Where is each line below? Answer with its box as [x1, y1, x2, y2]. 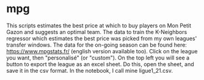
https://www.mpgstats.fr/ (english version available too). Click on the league [6, 47, 198, 55]
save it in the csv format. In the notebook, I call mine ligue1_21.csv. [6, 67, 173, 74]
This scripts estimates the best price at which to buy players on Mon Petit [6, 22, 191, 29]
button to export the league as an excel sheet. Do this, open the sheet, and [6, 60, 194, 68]
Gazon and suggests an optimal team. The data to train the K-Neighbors [6, 28, 188, 35]
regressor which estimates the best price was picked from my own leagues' [6, 35, 197, 42]
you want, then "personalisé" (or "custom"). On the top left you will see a [6, 54, 190, 61]
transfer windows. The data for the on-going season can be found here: [6, 41, 188, 48]
